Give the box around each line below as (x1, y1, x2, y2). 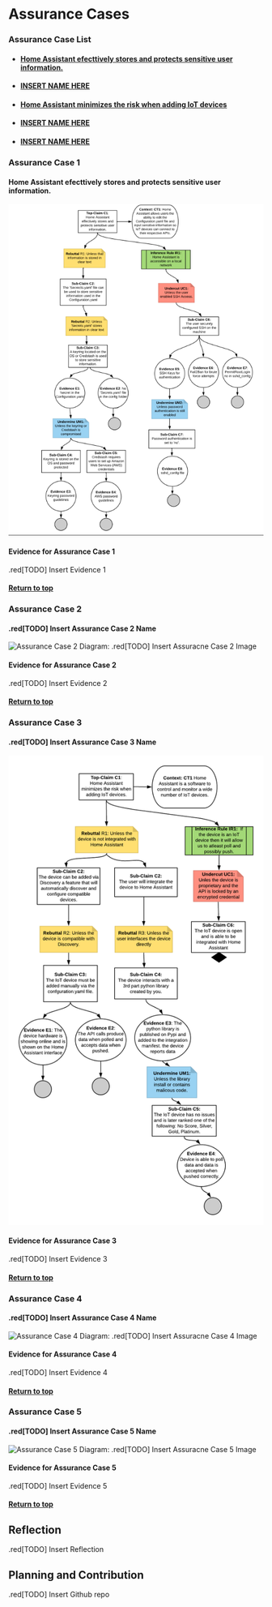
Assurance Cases (8, 5, 130, 24)
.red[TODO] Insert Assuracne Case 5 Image (111, 1444, 257, 1454)
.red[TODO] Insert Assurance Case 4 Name (8, 1313, 157, 1322)
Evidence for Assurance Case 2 (8, 660, 117, 670)
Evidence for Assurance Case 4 (8, 1349, 117, 1359)
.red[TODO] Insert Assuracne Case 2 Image (111, 641, 257, 651)
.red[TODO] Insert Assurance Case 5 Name (8, 1426, 156, 1436)
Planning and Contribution (8, 1568, 144, 1582)
